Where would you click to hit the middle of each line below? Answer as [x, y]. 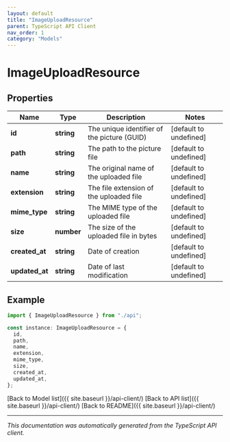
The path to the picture [125, 149]
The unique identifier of [126, 129]
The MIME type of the [123, 208]
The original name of [121, 169]
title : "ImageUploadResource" [50, 20]
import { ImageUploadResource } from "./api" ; [75, 315]
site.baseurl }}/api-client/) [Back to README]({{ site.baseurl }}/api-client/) [111, 406]
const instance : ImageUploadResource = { [67, 328]
